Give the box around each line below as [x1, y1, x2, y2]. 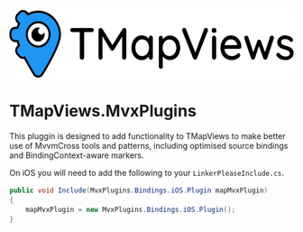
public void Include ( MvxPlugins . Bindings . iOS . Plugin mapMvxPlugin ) [9, 186, 269, 195]
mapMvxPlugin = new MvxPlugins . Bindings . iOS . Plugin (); [25, 205, 236, 214]
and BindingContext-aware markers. [9, 150, 144, 161]
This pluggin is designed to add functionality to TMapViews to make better [9, 130, 286, 141]
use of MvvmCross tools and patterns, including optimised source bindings [9, 140, 289, 151]
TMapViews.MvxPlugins [9, 101, 197, 122]
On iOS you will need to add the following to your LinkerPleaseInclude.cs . [9, 167, 285, 178]
